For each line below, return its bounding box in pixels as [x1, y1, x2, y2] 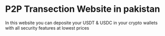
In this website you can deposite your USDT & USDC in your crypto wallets [5, 20, 158, 26]
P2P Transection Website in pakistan [5, 3, 161, 15]
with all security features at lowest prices [5, 25, 89, 31]
